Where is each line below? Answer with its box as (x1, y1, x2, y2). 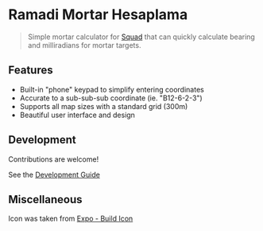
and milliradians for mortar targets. (27, 40, 141, 49)
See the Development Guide (8, 170, 101, 179)
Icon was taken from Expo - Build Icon (8, 213, 133, 224)
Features (8, 64, 53, 77)
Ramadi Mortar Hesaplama (8, 6, 188, 24)
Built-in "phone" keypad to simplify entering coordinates (19, 84, 204, 94)
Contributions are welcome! (8, 154, 99, 164)
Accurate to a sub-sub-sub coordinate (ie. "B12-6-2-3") (19, 93, 203, 103)
